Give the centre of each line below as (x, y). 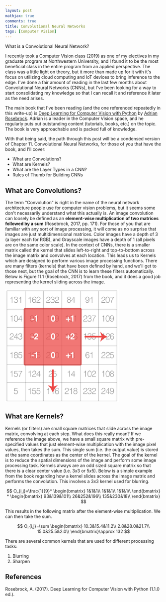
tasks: (11, 546)
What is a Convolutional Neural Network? (47, 46)
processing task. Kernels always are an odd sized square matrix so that (78, 465)
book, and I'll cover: (25, 149)
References (23, 577)
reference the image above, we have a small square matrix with (70, 439)
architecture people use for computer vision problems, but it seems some (80, 208)
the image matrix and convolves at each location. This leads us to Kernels (81, 255)
